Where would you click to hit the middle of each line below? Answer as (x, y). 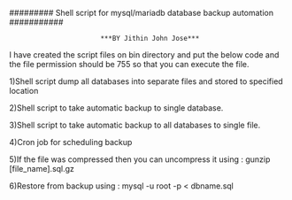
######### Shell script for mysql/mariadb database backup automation (142, 13)
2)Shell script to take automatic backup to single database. (116, 108)
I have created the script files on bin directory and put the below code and (144, 55)
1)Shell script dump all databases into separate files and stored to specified (146, 81)
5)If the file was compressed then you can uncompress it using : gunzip (140, 159)
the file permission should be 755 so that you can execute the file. (129, 64)
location (24, 91)
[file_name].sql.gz (42, 169)
